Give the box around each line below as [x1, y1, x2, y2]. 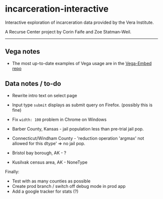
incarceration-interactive [5, 3, 109, 15]
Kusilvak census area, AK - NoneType [12, 159, 88, 165]
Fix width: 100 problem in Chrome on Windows [12, 116, 107, 122]
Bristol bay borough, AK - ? [12, 149, 66, 156]
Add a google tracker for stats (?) [12, 188, 79, 194]
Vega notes [5, 48, 40, 56]
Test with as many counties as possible [12, 178, 91, 184]
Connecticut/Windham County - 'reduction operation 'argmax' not [12, 135, 145, 141]
